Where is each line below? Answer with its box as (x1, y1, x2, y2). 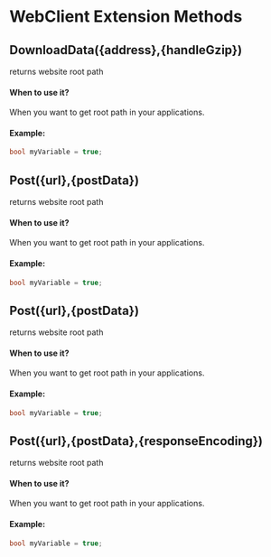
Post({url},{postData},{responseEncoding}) (9, 433, 264, 449)
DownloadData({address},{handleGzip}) (9, 42, 242, 58)
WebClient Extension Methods (9, 6, 243, 27)
